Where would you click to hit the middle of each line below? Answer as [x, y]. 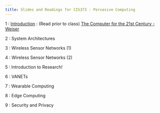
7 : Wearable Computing [30, 86]
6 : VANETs [16, 76]
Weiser [12, 29]
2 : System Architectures [30, 38]
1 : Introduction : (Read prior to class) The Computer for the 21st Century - [80, 24]
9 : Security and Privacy [30, 105]
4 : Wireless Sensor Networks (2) [39, 57]
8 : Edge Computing [25, 95]
